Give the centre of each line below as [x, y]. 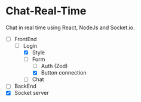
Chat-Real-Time [46, 11]
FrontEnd [25, 39]
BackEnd [25, 86]
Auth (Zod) [54, 66]
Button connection [64, 73]
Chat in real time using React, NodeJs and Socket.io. [70, 27]
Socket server [31, 93]
